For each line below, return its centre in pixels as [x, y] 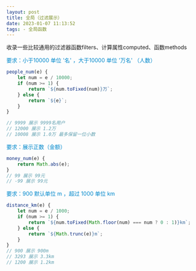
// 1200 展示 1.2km [30, 262]
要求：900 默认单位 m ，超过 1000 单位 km [61, 194]
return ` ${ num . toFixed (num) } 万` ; [71, 89]
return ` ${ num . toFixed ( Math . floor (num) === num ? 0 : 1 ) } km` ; [110, 222]
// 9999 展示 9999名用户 [36, 123]
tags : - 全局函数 [27, 29]
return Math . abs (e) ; [44, 164]
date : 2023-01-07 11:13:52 [41, 23]
